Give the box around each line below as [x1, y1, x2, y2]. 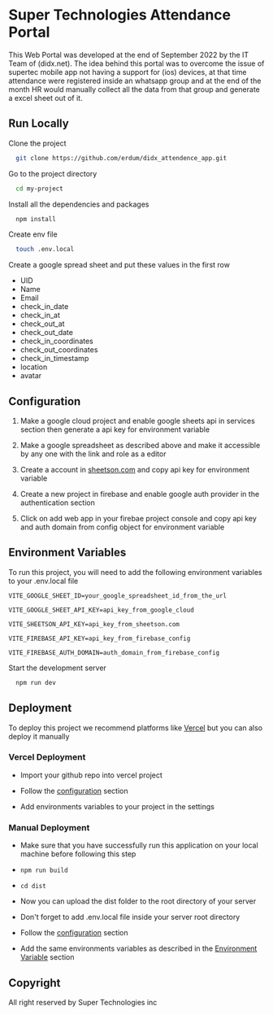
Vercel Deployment [8, 751, 86, 763]
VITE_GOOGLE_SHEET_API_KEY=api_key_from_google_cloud [8, 606, 195, 614]
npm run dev [15, 678, 57, 686]
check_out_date [19, 328, 73, 338]
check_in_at [19, 311, 61, 320]
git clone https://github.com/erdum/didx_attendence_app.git [15, 154, 227, 162]
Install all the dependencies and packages [8, 199, 149, 209]
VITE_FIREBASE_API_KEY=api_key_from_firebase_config [8, 634, 191, 643]
